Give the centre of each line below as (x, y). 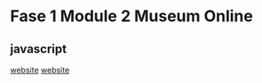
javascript (39, 49)
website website (40, 70)
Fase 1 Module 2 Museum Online (132, 16)
